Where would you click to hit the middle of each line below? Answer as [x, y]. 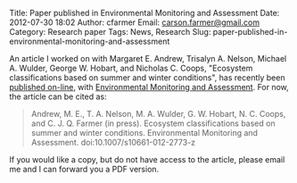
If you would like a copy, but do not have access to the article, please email [147, 159]
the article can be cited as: [58, 96]
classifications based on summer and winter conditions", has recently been [147, 78]
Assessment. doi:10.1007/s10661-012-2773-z [113, 142]
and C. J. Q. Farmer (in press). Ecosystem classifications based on [153, 123]
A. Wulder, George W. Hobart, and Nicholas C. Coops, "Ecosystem [131, 68]
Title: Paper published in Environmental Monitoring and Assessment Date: [144, 13]
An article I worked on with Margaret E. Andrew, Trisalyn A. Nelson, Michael [148, 58]
